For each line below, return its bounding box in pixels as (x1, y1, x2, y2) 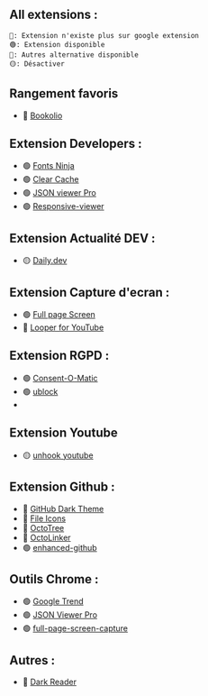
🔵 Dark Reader (22, 676, 77, 688)
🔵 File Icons (22, 513, 66, 524)
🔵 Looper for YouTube (22, 322, 104, 333)
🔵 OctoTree (22, 522, 65, 533)
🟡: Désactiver (9, 59, 65, 69)
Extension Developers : (9, 136, 142, 151)
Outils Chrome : (9, 572, 99, 587)
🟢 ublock (22, 386, 59, 397)
